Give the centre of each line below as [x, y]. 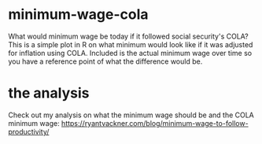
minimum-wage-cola [78, 15]
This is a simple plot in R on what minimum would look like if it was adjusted [131, 44]
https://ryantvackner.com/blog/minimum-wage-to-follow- [155, 123]
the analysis [49, 93]
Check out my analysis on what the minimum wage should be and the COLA [131, 115]
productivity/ [29, 131]
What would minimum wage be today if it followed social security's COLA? [129, 36]
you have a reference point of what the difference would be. [105, 61]
